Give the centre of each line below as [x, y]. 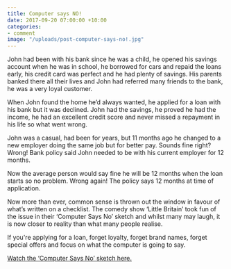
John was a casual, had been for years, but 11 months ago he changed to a [114, 138]
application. [24, 188]
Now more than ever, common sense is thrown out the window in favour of [114, 202]
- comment [22, 33]
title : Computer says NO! [44, 14]
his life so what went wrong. [48, 124]
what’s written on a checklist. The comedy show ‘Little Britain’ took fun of [112, 209]
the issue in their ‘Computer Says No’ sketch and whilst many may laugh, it [114, 217]
